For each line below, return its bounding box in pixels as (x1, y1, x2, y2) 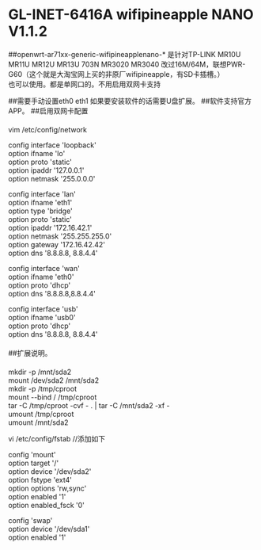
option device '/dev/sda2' (8, 466, 92, 476)
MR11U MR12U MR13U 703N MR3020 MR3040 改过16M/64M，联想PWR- (8, 59, 246, 69)
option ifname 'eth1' (8, 197, 73, 207)
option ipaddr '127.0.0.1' (8, 165, 85, 175)
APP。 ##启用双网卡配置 (8, 105, 89, 116)
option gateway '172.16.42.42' (8, 239, 105, 249)
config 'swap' (8, 515, 53, 525)
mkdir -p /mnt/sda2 (8, 367, 72, 376)
